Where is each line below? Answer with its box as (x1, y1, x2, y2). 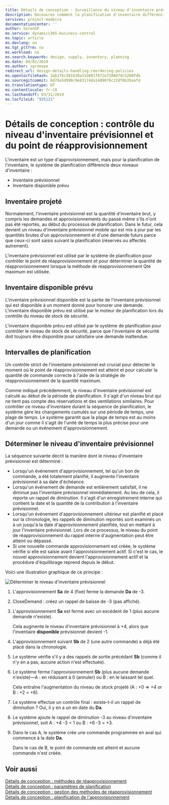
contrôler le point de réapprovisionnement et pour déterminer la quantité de (5, 258, 162, 264)
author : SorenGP (5, 26, 39, 31)
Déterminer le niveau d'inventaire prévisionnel (5, 440, 154, 448)
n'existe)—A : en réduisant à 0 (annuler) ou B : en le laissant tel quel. (12, 674, 154, 680)
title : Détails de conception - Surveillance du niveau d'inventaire (5, 7, 154, 13)
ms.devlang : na (5, 40, 37, 45)
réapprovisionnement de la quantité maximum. (5, 377, 102, 384)
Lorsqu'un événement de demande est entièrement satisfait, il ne (12, 484, 147, 490)
